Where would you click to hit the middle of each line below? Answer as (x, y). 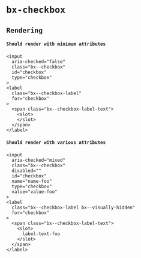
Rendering (25, 30)
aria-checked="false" (39, 61)
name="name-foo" (32, 181)
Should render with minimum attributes (56, 44)
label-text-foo (41, 234)
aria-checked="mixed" (39, 160)
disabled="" (27, 170)
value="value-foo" (35, 192)
